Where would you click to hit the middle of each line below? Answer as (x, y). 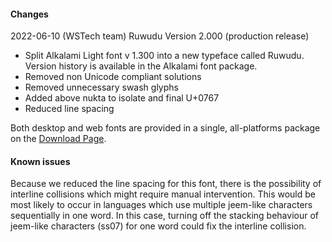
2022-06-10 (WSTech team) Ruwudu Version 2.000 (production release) (160, 36)
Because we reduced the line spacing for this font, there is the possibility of (166, 184)
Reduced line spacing (69, 109)
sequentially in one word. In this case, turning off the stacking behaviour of (164, 216)
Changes (29, 14)
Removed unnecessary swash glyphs (101, 87)
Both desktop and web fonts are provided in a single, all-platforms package (165, 128)
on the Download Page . (58, 139)
